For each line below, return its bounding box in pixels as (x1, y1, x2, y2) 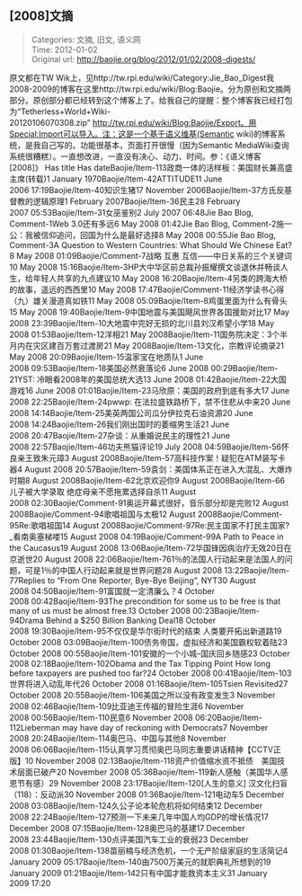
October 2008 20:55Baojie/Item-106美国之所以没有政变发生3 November (9, 689, 276, 700)
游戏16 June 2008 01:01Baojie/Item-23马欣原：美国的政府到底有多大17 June (9, 385, 290, 395)
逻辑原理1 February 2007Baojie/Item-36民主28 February (32, 196, 241, 207)
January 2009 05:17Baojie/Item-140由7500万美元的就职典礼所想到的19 (9, 856, 271, 867)
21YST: (9, 374, 36, 385)
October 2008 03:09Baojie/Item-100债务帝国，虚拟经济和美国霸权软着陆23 (9, 636, 288, 647)
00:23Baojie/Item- (191, 605, 261, 616)
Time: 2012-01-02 (31, 44, 98, 55)
